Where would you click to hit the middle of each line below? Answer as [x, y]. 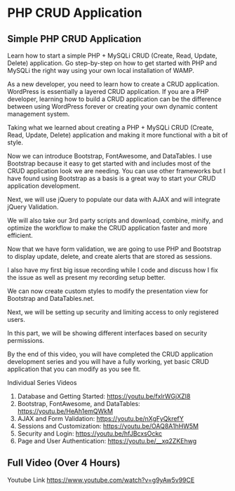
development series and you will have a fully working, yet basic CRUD [108, 362]
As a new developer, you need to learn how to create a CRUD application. [113, 84]
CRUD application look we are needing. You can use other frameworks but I [116, 171]
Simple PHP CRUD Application [74, 39]
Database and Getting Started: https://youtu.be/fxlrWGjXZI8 [104, 396]
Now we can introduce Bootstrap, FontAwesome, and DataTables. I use [110, 156]
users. [16, 320]
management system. [39, 114]
